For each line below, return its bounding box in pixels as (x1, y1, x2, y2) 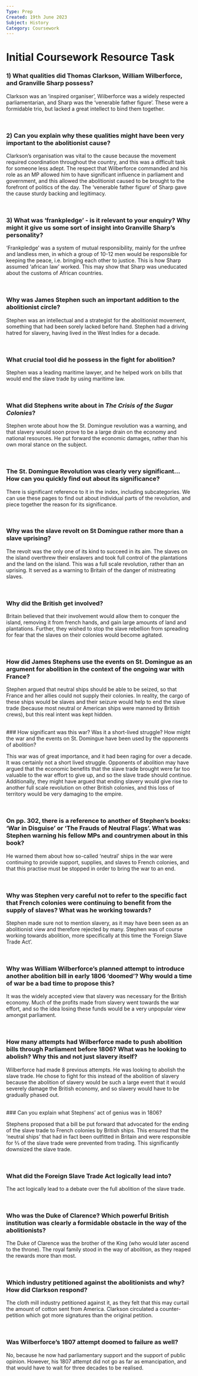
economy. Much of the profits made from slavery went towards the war (6, 999, 180, 1006)
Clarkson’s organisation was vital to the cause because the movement (6, 152, 176, 160)
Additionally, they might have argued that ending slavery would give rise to (6, 778, 188, 785)
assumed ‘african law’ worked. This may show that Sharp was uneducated (6, 263, 187, 270)
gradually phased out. (6, 1091, 60, 1098)
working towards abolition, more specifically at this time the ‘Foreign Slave (6, 932, 187, 939)
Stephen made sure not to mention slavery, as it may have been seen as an (6, 919, 189, 926)
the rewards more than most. (6, 1252, 77, 1259)
